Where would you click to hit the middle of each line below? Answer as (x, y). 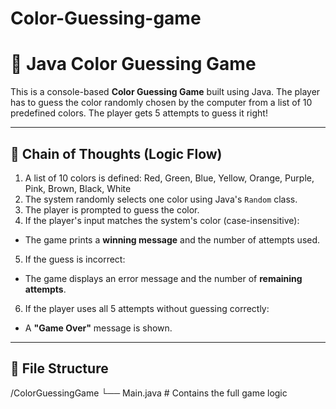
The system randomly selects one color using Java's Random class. (161, 199)
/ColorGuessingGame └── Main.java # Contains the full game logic (149, 393)
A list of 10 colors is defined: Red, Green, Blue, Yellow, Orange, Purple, (169, 178)
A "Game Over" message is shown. (98, 328)
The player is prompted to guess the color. (112, 209)
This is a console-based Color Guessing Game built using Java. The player (165, 92)
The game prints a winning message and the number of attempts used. (172, 239)
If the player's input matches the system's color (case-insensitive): (162, 220)
